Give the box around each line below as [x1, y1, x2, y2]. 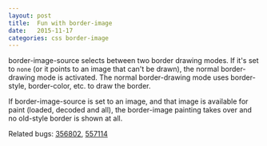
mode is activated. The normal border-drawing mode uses [37, 73, 229, 82]
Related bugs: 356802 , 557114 [8, 129, 108, 139]
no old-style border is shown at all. [8, 113, 123, 124]
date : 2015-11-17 [8, 26, 74, 34]
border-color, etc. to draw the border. [27, 81, 151, 91]
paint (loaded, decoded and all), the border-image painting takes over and [8, 105, 252, 115]
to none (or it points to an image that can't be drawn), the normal [8, 65, 220, 74]
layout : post [8, 11, 52, 20]
